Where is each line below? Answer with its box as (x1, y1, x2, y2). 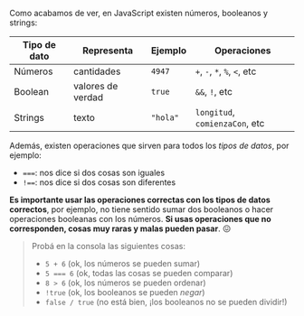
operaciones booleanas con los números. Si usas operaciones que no (9, 214, 271, 224)
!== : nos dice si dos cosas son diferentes (22, 177, 176, 188)
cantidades (73, 65, 121, 78)
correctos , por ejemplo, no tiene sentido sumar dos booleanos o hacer (9, 204, 274, 215)
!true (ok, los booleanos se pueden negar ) (44, 287, 205, 297)
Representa (82, 44, 134, 57)
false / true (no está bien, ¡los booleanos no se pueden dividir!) (44, 297, 288, 307)
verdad (73, 91, 104, 103)
